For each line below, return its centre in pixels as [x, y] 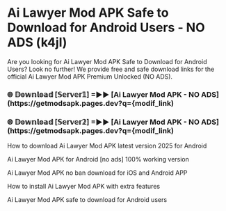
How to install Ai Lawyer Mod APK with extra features [84, 187]
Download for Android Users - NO [106, 28]
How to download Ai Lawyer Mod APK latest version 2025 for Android [107, 146]
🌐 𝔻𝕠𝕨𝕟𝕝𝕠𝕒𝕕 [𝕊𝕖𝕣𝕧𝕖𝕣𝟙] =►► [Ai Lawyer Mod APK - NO [104, 94]
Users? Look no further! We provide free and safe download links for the [111, 69]
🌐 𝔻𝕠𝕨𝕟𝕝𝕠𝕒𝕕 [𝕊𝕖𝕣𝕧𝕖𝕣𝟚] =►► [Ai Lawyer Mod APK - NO [104, 122]
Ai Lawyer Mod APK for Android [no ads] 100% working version [98, 159]
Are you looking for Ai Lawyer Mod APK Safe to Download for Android [107, 61]
